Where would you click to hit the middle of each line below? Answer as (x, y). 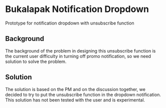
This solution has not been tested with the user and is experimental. (75, 100)
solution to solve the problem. (36, 61)
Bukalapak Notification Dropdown (77, 9)
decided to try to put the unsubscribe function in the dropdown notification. (83, 94)
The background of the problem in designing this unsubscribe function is (80, 50)
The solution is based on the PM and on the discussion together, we (75, 89)
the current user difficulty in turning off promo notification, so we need (78, 56)
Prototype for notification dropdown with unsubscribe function (70, 23)
